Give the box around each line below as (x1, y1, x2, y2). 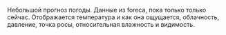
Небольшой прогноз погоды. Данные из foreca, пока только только (7, 6, 207, 14)
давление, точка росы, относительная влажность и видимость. (7, 21, 195, 28)
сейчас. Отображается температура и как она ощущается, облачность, (7, 13, 220, 21)
